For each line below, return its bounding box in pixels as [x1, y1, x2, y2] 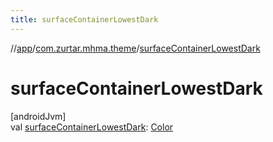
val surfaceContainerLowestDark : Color [10, 121, 174, 133]
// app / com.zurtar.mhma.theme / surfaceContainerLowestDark [10, 42, 261, 54]
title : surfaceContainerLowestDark [10, 14, 159, 25]
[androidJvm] [10, 110, 67, 122]
